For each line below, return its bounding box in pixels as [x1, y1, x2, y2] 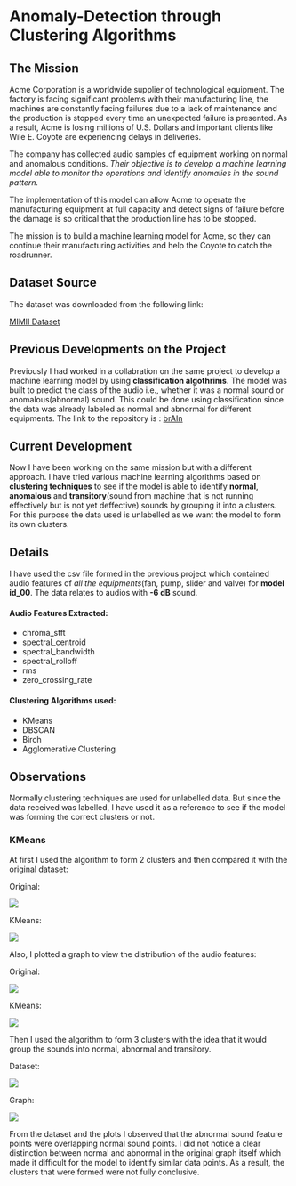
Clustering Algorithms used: [9, 695, 116, 706]
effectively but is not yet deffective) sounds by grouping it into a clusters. [9, 500, 277, 511]
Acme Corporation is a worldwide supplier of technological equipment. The [9, 85, 284, 94]
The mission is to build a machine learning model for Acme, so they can [9, 231, 271, 241]
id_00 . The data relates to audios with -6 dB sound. [9, 588, 198, 598]
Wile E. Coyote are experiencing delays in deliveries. [9, 132, 202, 142]
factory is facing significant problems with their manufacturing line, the [9, 93, 269, 104]
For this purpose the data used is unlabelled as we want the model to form [9, 509, 282, 520]
